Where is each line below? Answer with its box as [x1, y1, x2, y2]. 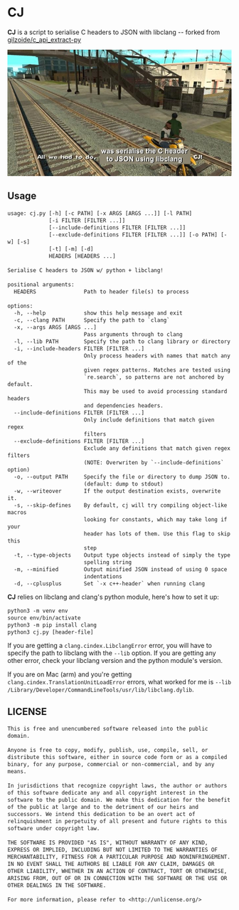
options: [7, 302, 33, 310]
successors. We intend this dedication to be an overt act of [7, 811, 196, 818]
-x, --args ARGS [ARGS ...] [14, 323, 97, 331]
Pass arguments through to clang [83, 330, 183, 338]
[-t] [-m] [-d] [48, 245, 94, 253]
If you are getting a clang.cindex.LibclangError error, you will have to [7, 641, 212, 649]
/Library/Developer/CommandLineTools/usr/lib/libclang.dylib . [7, 685, 194, 694]
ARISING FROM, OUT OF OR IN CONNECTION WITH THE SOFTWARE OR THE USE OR [7, 875, 228, 882]
